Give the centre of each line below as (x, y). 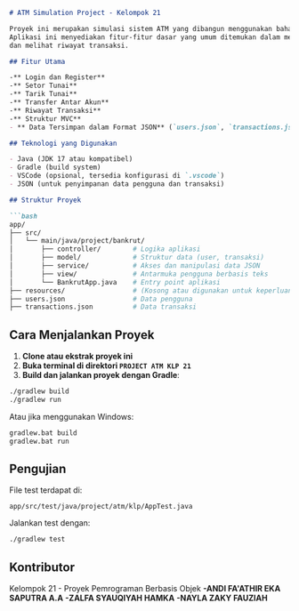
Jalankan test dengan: (50, 523)
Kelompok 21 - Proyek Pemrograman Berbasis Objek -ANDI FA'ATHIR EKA (145, 589)
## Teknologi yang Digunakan (63, 143)
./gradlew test (37, 539)
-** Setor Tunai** (43, 86)
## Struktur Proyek (45, 200)
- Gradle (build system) (55, 168)
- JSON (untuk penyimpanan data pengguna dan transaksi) (117, 184)
